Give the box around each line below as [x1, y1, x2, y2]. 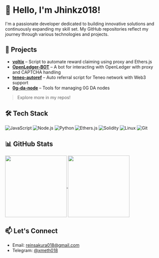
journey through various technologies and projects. [5, 31, 109, 37]
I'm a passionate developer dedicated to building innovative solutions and [5, 21, 155, 27]
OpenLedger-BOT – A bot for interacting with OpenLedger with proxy [12, 64, 154, 70]
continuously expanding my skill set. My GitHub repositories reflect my [5, 26, 149, 32]
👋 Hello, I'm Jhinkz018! [5, 4, 101, 16]
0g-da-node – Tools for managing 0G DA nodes [12, 85, 110, 91]
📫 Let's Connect [5, 226, 58, 235]
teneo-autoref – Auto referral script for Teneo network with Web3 [12, 74, 146, 80]
